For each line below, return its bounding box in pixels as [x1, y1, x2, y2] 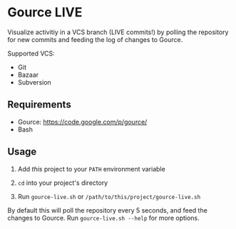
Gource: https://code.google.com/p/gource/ [17, 117, 148, 126]
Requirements [7, 99, 71, 111]
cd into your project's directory [17, 179, 108, 187]
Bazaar [17, 70, 39, 79]
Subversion [17, 78, 51, 86]
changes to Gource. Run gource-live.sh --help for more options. [7, 213, 200, 222]
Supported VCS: [7, 49, 55, 58]
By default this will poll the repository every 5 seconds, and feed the [7, 206, 208, 214]
